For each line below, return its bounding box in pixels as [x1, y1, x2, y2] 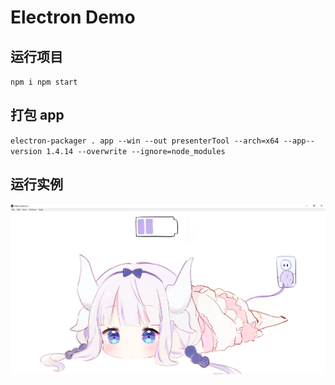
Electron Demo [10, 6, 136, 29]
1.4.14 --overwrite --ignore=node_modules [46, 146, 226, 156]
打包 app [10, 107, 65, 124]
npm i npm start [10, 77, 78, 87]
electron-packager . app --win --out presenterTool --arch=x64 [10, 136, 280, 146]
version [10, 146, 43, 156]
